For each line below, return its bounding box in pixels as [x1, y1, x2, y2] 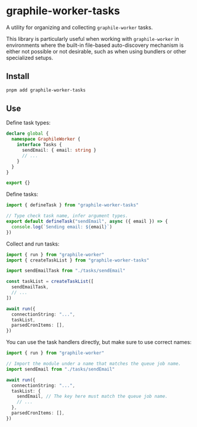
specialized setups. [6, 54, 53, 61]
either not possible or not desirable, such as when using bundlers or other [6, 47, 186, 55]
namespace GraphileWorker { [11, 136, 81, 142]
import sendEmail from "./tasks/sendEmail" [6, 366, 115, 372]
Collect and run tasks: [6, 240, 60, 247]
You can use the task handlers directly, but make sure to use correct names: [6, 339, 192, 346]
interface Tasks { [17, 142, 62, 148]
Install [6, 71, 30, 81]
